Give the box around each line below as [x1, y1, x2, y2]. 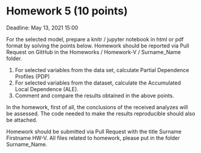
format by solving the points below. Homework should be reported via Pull [6, 42, 190, 49]
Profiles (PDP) [14, 73, 50, 80]
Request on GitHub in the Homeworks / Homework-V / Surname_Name [6, 48, 181, 55]
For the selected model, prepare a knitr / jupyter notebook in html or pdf [6, 35, 184, 43]
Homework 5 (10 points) [6, 4, 128, 18]
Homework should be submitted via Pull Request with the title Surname [6, 128, 182, 135]
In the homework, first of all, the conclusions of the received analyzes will [6, 103, 188, 110]
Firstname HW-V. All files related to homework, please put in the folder [6, 134, 180, 142]
